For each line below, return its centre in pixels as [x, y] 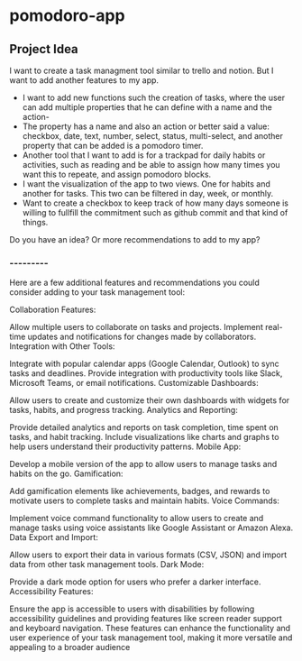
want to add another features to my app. [84, 80]
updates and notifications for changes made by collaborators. [142, 337]
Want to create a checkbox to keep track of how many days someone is [156, 203]
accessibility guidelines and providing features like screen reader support [146, 619]
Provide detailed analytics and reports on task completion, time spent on [144, 427]
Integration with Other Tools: [62, 346]
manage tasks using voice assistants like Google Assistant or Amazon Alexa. [151, 528]
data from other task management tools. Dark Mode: [107, 565]
